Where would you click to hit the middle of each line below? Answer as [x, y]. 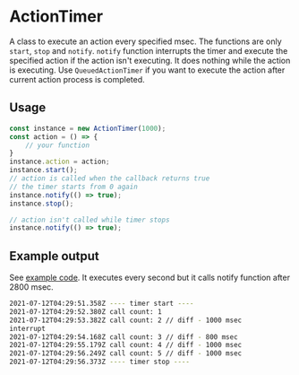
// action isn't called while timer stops [90, 220]
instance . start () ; [43, 170]
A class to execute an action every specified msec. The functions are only [145, 41]
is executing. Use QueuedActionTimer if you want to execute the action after [147, 70]
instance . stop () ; [42, 204]
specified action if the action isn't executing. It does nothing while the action [150, 60]
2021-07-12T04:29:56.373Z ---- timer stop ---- [100, 362]
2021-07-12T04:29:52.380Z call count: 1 [86, 311]
